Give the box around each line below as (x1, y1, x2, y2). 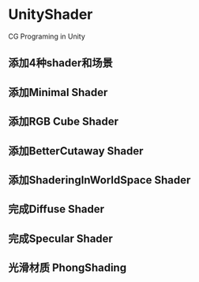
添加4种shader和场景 (8, 57, 113, 70)
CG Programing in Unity (8, 32, 85, 41)
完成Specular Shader (8, 232, 113, 245)
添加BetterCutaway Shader (8, 144, 144, 158)
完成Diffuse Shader (8, 202, 105, 216)
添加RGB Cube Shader (8, 115, 119, 128)
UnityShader (8, 6, 93, 24)
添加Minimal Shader (8, 85, 108, 99)
